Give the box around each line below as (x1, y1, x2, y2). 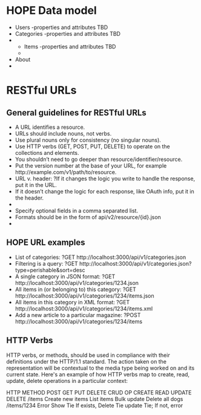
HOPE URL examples (6, 237, 86, 248)
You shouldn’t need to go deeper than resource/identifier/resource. (15, 155, 183, 163)
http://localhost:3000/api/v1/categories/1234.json (15, 279, 139, 286)
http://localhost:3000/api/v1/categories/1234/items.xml (15, 305, 153, 312)
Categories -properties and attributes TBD (15, 30, 121, 37)
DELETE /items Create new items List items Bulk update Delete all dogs (6, 395, 183, 402)
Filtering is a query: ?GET (15, 260, 79, 267)
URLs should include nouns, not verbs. (15, 129, 112, 137)
